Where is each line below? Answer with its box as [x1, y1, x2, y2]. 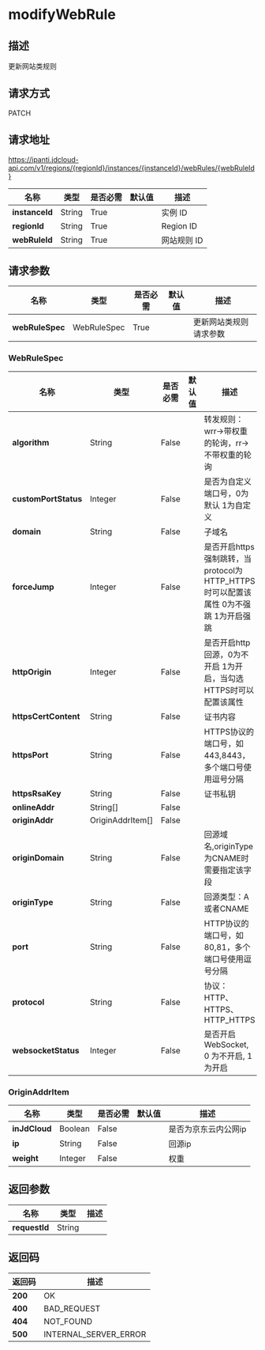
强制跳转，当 [203, 553, 252, 564]
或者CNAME [203, 903, 250, 914]
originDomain [12, 852, 65, 863]
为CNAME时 [203, 853, 250, 864]
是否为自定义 [203, 476, 252, 487]
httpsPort [12, 749, 49, 760]
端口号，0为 [203, 488, 249, 499]
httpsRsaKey [12, 788, 62, 799]
